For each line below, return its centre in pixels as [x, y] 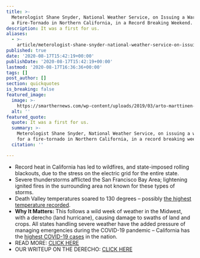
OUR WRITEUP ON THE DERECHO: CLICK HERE [74, 249]
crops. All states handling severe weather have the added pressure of [100, 223]
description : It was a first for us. [53, 28]
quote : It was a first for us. [50, 123]
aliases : [17, 34]
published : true [26, 51]
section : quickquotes [33, 84]
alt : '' [21, 111]
